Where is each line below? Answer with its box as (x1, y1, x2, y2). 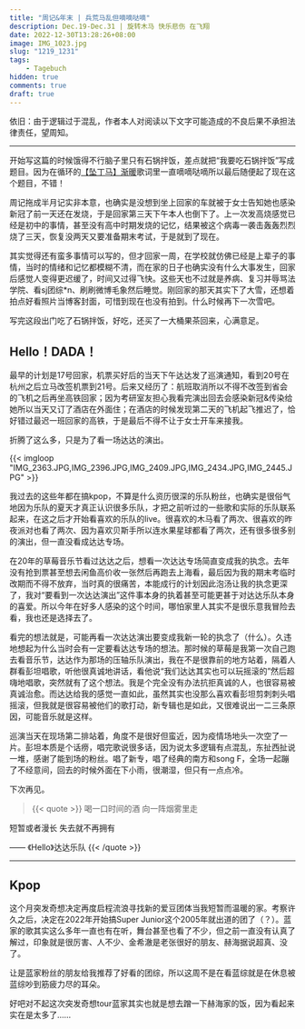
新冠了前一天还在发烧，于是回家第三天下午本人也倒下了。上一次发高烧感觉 (9, 208, 288, 219)
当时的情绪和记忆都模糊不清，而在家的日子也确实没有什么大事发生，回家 (25, 261, 296, 273)
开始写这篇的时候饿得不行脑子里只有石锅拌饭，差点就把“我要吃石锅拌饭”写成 (9, 155, 295, 165)
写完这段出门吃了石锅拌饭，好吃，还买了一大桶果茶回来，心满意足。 (9, 315, 264, 325)
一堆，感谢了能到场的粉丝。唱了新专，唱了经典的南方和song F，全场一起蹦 (9, 754, 290, 764)
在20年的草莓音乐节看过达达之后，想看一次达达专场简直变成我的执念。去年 (9, 555, 290, 566)
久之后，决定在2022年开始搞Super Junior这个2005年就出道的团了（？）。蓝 (9, 914, 292, 925)
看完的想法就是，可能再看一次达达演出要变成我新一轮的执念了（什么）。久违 (9, 632, 292, 643)
